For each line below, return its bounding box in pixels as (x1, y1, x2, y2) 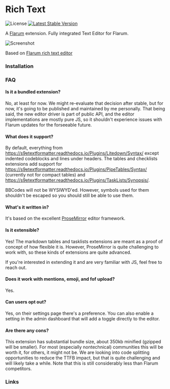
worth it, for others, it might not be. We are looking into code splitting (5, 349, 150, 355)
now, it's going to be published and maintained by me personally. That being (5, 105, 165, 111)
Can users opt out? (5, 299, 47, 305)
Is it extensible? (5, 227, 40, 233)
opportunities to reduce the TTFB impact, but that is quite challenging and (5, 355, 160, 361)
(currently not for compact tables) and (5, 172, 86, 178)
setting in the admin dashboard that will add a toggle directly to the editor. (5, 316, 160, 321)
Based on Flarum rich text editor (5, 50, 73, 56)
